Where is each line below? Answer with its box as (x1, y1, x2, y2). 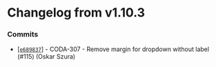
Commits (7, 30, 39, 39)
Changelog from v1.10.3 (7, 5, 146, 21)
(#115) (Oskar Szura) (17, 52, 76, 61)
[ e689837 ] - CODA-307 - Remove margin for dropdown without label (17, 45, 209, 53)
